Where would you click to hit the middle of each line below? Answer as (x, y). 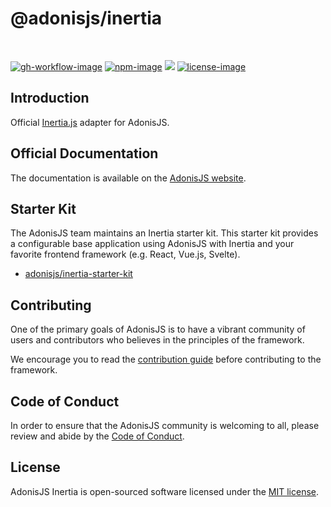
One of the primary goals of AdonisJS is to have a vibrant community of (158, 329)
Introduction (50, 98)
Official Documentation (84, 153)
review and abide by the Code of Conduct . (97, 436)
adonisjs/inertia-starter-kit (78, 274)
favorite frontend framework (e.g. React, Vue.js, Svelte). (125, 254)
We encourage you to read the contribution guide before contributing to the (166, 359)
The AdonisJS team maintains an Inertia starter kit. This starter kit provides (164, 233)
